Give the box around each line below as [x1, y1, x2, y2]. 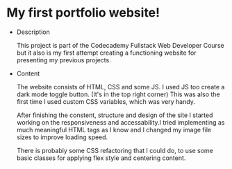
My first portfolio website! [6, 5, 160, 21]
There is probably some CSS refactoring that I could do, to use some [16, 146, 213, 154]
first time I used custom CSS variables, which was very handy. [16, 97, 195, 105]
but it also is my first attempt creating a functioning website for [16, 48, 197, 57]
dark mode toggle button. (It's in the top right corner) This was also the [16, 90, 220, 98]
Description [16, 28, 50, 36]
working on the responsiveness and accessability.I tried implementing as [16, 118, 225, 126]
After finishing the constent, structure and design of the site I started [16, 111, 213, 119]
